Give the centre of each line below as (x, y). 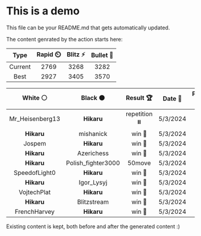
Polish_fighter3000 (93, 163)
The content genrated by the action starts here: (65, 39)
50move (139, 163)
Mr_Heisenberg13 (35, 119)
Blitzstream (93, 202)
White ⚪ (35, 98)
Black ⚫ (93, 98)
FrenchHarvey (35, 211)
